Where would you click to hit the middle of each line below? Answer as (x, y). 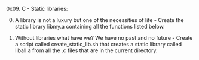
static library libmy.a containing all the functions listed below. (90, 26)
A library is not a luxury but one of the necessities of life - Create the (99, 20)
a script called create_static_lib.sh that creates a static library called (98, 44)
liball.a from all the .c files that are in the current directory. (86, 50)
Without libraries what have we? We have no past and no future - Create (104, 38)
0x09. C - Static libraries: (37, 9)
